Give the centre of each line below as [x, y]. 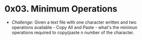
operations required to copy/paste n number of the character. [73, 32]
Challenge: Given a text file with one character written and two [74, 22]
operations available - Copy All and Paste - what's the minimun [74, 27]
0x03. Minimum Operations [61, 9]
